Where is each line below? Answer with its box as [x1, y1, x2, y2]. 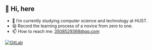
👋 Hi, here [5, 5, 35, 13]
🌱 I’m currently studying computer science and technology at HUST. [12, 17, 148, 23]
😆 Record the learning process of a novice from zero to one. [12, 23, 133, 29]
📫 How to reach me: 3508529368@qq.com [12, 28, 100, 34]
